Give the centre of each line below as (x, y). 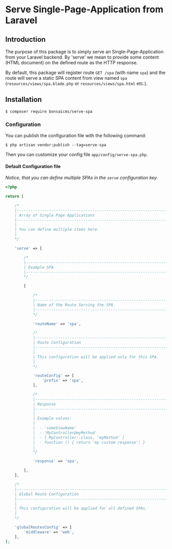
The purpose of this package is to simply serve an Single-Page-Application (84, 52)
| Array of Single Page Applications (55, 215)
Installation (24, 99)
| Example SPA (39, 267)
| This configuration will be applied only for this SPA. (96, 357)
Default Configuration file (33, 166)
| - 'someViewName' (55, 428)
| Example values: (52, 418)
